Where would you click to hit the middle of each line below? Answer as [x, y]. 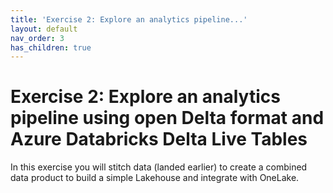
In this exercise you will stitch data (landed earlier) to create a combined [159, 167]
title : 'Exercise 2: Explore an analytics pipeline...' [129, 19]
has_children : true [51, 47]
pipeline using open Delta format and [167, 118]
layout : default [44, 29]
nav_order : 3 [37, 38]
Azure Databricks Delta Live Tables [159, 139]
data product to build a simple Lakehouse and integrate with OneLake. [155, 178]
